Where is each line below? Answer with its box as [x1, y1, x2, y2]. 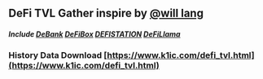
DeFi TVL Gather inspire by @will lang [8, 7, 204, 20]
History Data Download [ [8, 50, 107, 61]
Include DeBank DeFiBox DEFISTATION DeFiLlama [8, 29, 181, 39]
